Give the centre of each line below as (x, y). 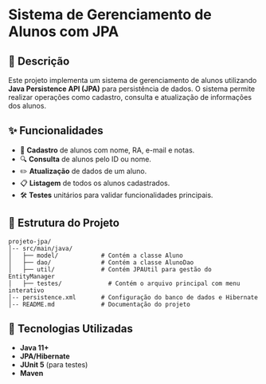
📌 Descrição (39, 61)
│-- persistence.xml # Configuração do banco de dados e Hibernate (133, 297)
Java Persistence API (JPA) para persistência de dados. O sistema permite (132, 89)
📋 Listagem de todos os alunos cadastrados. (95, 183)
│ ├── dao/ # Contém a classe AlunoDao (101, 262)
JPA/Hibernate (45, 356)
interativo (26, 290)
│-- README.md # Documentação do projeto (100, 304)
